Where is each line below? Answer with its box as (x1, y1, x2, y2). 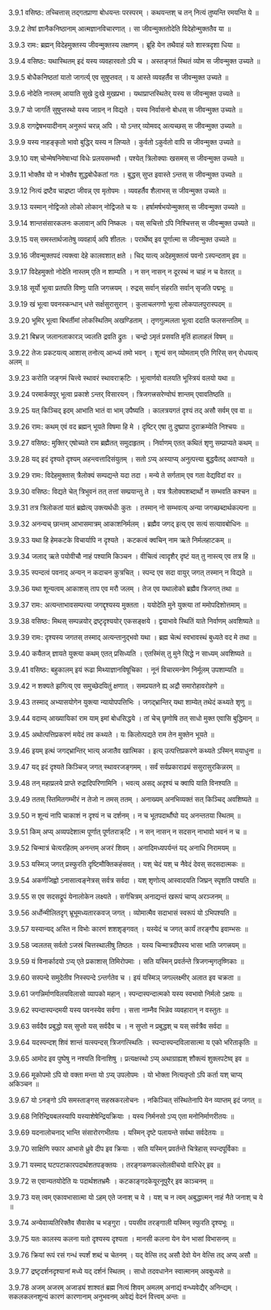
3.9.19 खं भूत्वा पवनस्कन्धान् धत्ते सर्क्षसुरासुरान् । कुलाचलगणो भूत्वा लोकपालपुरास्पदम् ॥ (8, 300, 232, 309)
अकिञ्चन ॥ (8, 1079, 39, 1089)
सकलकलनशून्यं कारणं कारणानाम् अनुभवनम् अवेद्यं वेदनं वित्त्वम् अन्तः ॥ (8, 1292, 186, 1301)
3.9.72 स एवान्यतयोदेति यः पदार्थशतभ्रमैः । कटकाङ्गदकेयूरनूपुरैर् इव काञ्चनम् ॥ (8, 1176, 214, 1186)
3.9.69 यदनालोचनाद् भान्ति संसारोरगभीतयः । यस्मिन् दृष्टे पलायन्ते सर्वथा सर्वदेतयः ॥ (8, 1128, 224, 1137)
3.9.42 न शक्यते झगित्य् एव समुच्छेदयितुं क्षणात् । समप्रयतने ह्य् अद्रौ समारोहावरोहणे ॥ (8, 681, 225, 690)
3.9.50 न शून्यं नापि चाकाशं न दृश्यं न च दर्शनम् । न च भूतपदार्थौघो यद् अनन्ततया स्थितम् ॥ (8, 811, 241, 820)
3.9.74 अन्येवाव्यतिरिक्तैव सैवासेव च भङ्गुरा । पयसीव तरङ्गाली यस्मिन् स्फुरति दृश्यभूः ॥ (8, 1218, 235, 1227)
